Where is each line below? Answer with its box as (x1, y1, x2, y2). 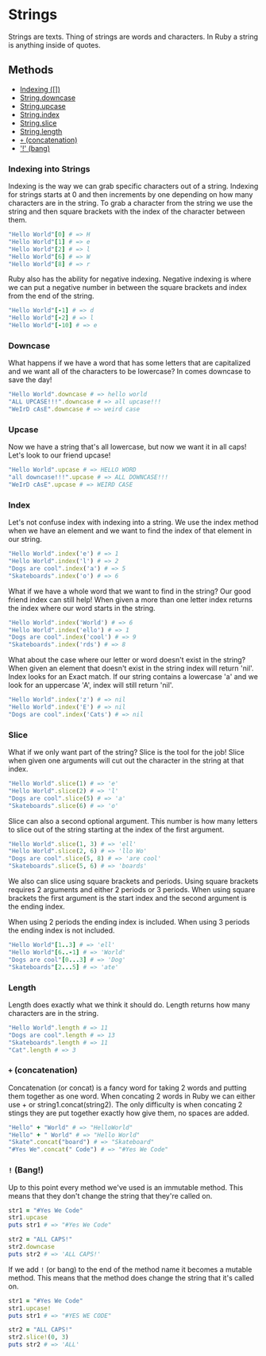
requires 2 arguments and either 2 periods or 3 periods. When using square (8, 885, 256, 894)
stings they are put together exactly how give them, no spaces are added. (8, 1108, 250, 1118)
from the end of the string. (8, 292, 94, 301)
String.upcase (19, 101, 66, 110)
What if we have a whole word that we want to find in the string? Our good (8, 586, 252, 596)
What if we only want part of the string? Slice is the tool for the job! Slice (8, 748, 245, 757)
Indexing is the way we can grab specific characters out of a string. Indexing (8, 181, 259, 191)
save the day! (8, 375, 52, 384)
